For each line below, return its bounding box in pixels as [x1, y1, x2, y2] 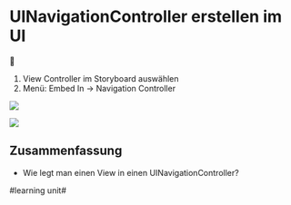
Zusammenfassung [9, 143, 123, 159]
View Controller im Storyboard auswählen [22, 73, 179, 83]
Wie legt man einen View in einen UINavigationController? [22, 167, 239, 178]
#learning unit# [9, 184, 66, 196]
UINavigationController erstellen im [9, 6, 283, 27]
